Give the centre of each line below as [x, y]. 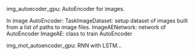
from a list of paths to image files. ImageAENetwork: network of [86, 27]
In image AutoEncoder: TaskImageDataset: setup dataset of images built [97, 20]
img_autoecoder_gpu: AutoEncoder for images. [66, 9]
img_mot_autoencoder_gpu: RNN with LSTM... [64, 46]
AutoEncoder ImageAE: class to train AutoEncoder [69, 34]
